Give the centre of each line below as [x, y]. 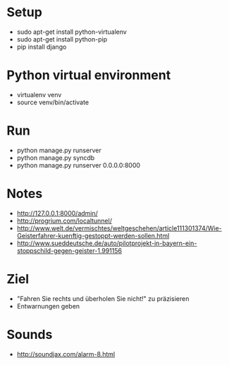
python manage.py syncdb [56, 157]
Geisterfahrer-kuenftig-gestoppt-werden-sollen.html [93, 235]
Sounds [30, 334]
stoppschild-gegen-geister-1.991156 [69, 250]
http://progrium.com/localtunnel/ [64, 221]
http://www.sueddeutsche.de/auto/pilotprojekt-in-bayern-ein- [107, 243]
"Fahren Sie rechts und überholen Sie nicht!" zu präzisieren [103, 298]
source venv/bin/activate [53, 102]
